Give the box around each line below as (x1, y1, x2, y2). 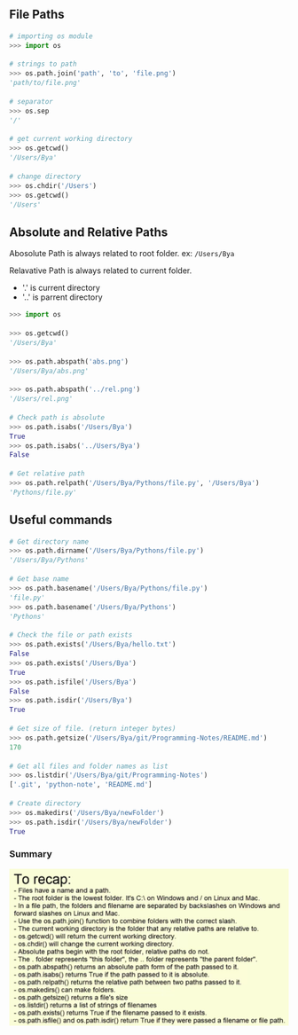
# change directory (9, 172, 82, 181)
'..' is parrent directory (21, 292, 104, 302)
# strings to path (9, 59, 77, 69)
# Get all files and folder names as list (9, 762, 169, 771)
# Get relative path (9, 469, 86, 478)
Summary (9, 848, 53, 860)
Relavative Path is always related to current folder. (9, 265, 192, 276)
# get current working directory (9, 135, 133, 144)
